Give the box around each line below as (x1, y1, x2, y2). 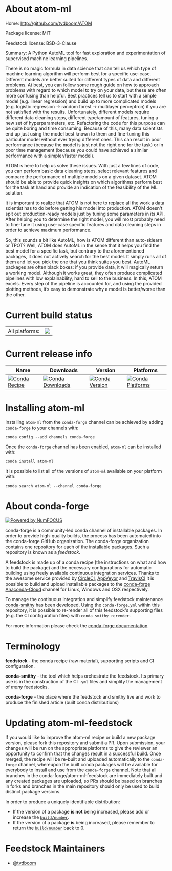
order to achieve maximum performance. (5, 227, 92, 233)
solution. (5, 189, 24, 196)
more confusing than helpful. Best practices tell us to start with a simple (5, 92, 157, 99)
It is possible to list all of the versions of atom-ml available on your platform (5, 468, 162, 474)
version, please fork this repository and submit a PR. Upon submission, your (5, 740, 165, 746)
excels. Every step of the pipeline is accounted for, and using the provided (5, 280, 162, 286)
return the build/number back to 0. (12, 825, 85, 831)
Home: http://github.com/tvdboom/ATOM (5, 20, 92, 26)
